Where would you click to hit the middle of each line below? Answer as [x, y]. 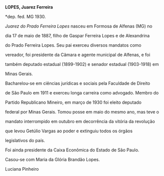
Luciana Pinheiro [22, 169]
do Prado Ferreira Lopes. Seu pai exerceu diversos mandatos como [73, 45]
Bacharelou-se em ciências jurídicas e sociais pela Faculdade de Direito [78, 83]
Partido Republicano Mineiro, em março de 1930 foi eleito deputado [73, 102]
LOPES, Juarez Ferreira [29, 7]
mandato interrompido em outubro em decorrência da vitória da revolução [80, 121]
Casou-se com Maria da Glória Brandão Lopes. [53, 160]
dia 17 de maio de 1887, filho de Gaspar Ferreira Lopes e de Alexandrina [77, 36]
